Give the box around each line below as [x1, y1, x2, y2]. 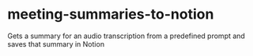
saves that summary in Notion [7, 39, 104, 48]
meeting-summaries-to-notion [7, 5, 214, 23]
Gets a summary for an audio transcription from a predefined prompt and [7, 31, 246, 40]
